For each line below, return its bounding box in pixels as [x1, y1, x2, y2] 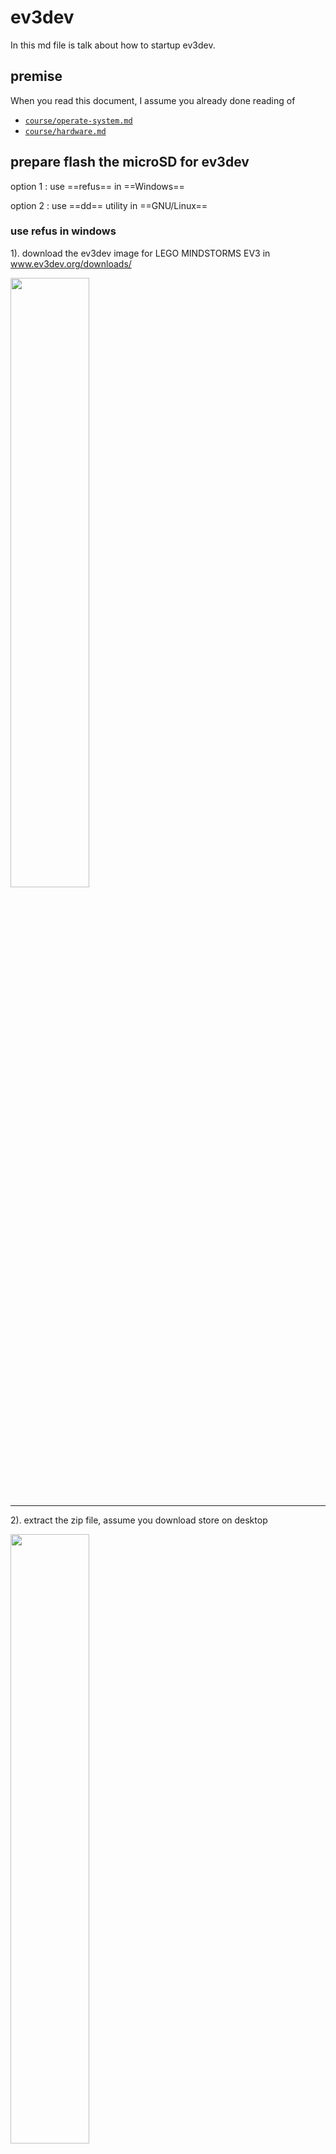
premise [10, 68, 63, 85]
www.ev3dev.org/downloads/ [10, 257, 132, 270]
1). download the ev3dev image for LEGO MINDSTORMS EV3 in [10, 247, 271, 259]
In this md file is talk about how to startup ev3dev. [10, 39, 216, 51]
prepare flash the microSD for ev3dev [10, 154, 250, 171]
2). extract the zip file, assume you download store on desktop [10, 1514, 268, 1526]
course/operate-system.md [24, 116, 133, 126]
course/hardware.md [24, 126, 107, 136]
